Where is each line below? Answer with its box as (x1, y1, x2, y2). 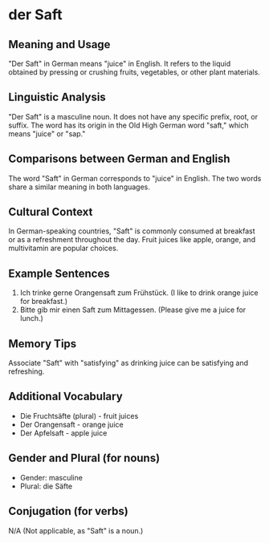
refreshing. (8, 367, 45, 376)
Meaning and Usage (8, 38, 111, 51)
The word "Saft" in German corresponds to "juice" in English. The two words (8, 173, 262, 183)
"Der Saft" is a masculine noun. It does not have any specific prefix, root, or (8, 111, 259, 121)
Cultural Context (8, 205, 93, 219)
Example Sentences (8, 266, 110, 280)
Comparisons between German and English (8, 152, 230, 166)
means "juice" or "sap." (8, 128, 86, 138)
